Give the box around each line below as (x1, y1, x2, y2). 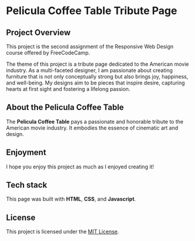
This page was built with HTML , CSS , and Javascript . (6, 195, 136, 203)
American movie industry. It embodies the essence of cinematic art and (6, 124, 179, 131)
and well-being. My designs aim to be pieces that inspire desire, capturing (6, 79, 186, 86)
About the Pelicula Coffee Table (6, 103, 124, 113)
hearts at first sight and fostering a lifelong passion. (6, 86, 131, 92)
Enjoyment (6, 148, 47, 158)
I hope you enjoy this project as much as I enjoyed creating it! (6, 163, 154, 170)
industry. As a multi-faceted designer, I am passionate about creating (6, 67, 173, 74)
